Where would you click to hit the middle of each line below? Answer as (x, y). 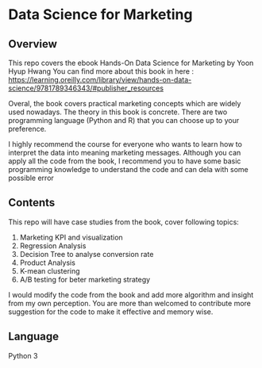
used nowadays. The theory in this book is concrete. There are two (118, 112)
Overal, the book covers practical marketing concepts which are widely (125, 103)
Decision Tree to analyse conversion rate (87, 254)
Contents (32, 203)
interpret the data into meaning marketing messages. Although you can (125, 153)
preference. (27, 129)
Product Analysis (47, 263)
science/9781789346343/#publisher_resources (86, 88)
